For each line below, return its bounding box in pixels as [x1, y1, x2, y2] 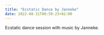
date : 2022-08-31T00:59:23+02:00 [5, 12, 73, 16]
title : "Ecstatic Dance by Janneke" [5, 7, 79, 12]
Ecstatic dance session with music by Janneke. [5, 24, 99, 30]
